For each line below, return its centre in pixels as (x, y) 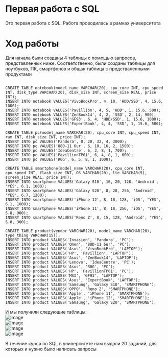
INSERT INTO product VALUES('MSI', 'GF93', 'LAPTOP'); (65, 276)
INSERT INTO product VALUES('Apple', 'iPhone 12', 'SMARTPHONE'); (77, 298)
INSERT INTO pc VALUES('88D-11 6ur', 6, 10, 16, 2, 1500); (69, 146)
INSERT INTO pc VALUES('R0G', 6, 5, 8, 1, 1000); (59, 159)
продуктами (19, 74)
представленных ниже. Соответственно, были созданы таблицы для (80, 63)
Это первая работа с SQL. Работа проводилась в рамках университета (83, 23)
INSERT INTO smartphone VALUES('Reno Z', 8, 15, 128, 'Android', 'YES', (84, 218)
